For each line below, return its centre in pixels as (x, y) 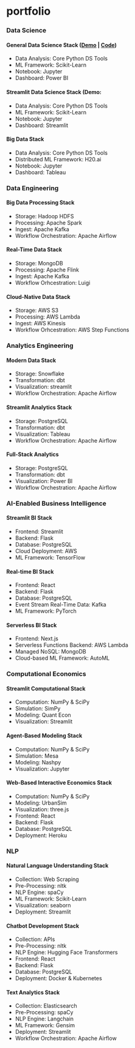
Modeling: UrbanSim (41, 803)
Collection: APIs (35, 939)
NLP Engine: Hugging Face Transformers (66, 953)
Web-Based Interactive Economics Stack (59, 783)
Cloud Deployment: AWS (46, 551)
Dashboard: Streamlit (42, 125)
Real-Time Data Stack (34, 249)
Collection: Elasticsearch (46, 1006)
